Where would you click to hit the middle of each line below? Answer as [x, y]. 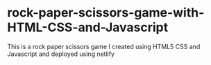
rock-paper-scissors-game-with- [106, 13]
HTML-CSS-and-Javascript [88, 27]
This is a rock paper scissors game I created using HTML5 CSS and [104, 46]
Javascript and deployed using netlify [61, 54]
